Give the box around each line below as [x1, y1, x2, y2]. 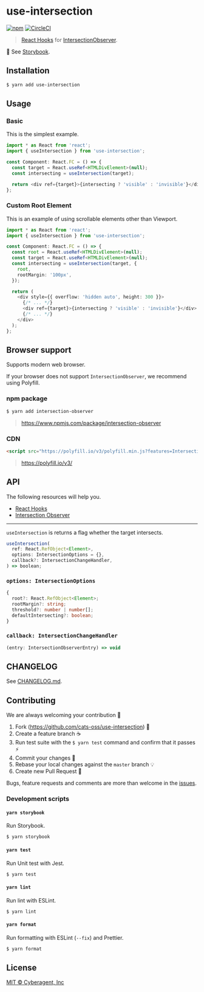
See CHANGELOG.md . [6, 678, 63, 685]
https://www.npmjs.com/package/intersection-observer [21, 419, 161, 426]
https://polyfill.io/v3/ [21, 459, 73, 467]
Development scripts [6, 795, 70, 803]
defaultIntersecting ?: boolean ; [12, 612, 94, 619]
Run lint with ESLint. [6, 897, 56, 904]
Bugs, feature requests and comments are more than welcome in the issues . [6, 780, 197, 787]
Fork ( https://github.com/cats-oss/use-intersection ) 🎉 [15, 723, 150, 730]
